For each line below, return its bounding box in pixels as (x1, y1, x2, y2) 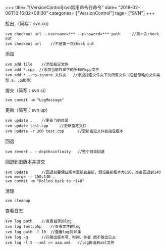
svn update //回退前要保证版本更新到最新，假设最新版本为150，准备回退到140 (5, 170, 161, 175)
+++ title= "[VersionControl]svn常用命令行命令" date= (5, 5, 118, 10)
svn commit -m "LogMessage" (5, 97, 65, 103)
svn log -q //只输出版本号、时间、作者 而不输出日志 (5, 235, 116, 240)
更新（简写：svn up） (5, 107, 50, 113)
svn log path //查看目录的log (5, 219, 72, 224)
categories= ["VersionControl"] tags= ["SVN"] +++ (49, 10, 155, 16)
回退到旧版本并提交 (5, 159, 45, 165)
